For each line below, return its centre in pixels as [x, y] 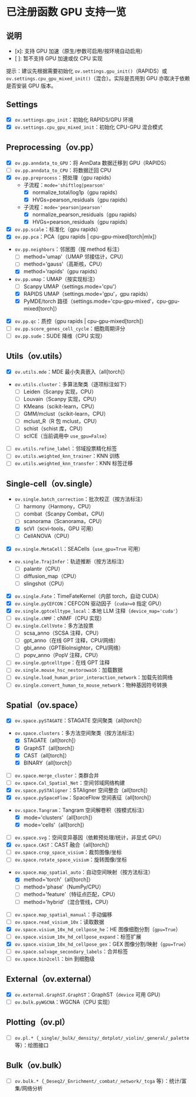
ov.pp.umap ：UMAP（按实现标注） [56, 279]
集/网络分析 [29, 1088]
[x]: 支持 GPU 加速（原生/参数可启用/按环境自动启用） [80, 51]
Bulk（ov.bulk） [36, 1065]
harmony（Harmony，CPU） [59, 507]
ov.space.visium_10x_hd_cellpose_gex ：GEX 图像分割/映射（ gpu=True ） [102, 944]
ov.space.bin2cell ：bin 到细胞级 [55, 959]
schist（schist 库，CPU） [55, 429]
